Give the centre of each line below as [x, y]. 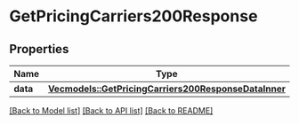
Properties [39, 49]
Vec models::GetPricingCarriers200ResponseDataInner [167, 89]
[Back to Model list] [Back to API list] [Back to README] [111, 111]
